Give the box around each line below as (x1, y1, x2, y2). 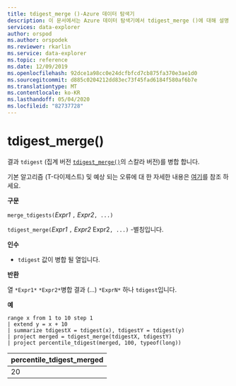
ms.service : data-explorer (7, 50, 87, 57)
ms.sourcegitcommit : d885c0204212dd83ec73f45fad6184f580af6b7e (7, 76, 198, 84)
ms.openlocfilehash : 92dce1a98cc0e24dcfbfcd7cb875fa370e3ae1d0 (7, 69, 198, 76)
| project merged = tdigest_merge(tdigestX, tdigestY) (7, 333, 172, 340)
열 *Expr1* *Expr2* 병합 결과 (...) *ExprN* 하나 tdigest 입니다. (7, 285, 177, 294)
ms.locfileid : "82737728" (7, 103, 83, 110)
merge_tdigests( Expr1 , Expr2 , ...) (7, 210, 114, 219)
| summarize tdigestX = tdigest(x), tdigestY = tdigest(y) (7, 327, 185, 334)
